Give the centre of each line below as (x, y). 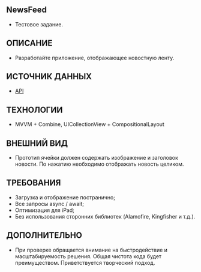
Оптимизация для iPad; (45, 210)
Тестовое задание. (39, 24)
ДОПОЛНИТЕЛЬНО (44, 236)
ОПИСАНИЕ (29, 44)
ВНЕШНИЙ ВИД (37, 143)
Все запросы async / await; (49, 204)
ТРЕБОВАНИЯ (34, 183)
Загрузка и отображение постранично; (65, 197)
